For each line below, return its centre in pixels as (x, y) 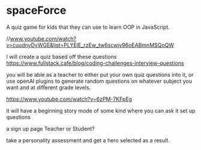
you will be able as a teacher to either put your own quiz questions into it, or (100, 74)
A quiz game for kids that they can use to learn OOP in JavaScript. (88, 27)
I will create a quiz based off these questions (61, 56)
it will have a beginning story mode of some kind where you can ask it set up (101, 110)
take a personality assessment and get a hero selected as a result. (88, 140)
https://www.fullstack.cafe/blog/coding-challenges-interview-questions (95, 63)
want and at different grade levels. (49, 87)
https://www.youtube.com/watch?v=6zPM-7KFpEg (69, 99)
